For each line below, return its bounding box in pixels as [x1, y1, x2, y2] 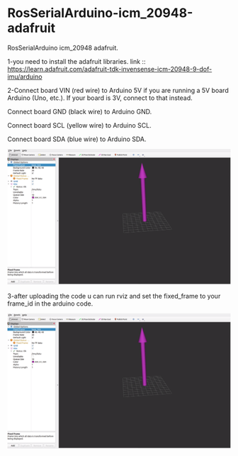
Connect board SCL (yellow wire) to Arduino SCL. [7, 121, 152, 129]
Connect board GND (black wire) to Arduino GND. [7, 107, 152, 116]
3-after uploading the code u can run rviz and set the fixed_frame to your [7, 291, 221, 300]
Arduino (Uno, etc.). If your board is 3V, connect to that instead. [7, 94, 193, 102]
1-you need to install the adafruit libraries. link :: [7, 57, 146, 65]
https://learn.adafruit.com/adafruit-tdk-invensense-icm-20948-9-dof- [7, 65, 212, 73]
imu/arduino [7, 72, 42, 81]
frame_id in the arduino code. [7, 299, 93, 308]
